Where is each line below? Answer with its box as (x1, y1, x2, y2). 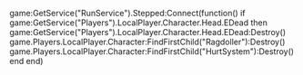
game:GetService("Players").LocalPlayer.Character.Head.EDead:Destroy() (9, 27, 287, 37)
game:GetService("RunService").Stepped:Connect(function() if (9, 8, 246, 18)
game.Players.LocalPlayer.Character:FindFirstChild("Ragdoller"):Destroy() (9, 36, 286, 47)
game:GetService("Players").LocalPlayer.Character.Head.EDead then (9, 17, 268, 28)
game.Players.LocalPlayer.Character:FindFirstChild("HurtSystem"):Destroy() (9, 46, 294, 57)
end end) (9, 56, 44, 66)
